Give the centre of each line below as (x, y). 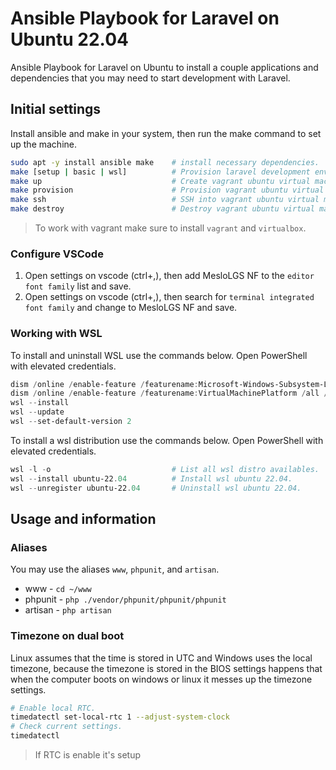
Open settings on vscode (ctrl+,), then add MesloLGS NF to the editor (169, 276)
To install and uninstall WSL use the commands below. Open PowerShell (159, 355)
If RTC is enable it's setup (88, 755)
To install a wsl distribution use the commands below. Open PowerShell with (167, 440)
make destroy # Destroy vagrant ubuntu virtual (162, 209)
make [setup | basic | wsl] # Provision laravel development (160, 172)
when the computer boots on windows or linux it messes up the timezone (161, 679)
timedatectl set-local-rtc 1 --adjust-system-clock (120, 717)
